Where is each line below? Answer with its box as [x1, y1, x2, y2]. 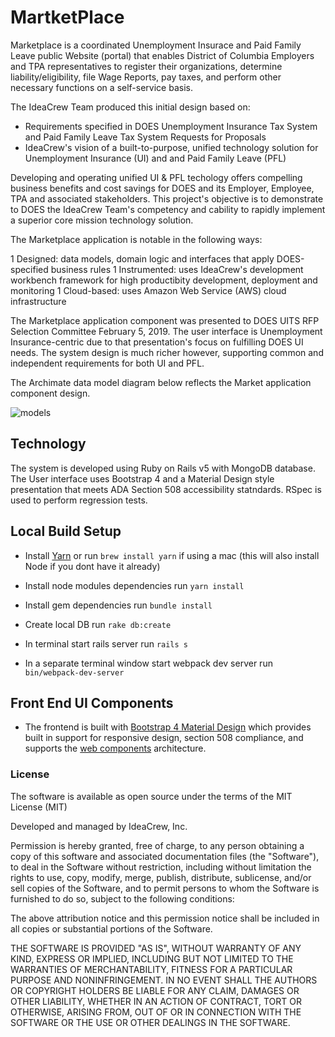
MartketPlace [10, 6, 125, 29]
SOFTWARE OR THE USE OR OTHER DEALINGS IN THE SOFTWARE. [10, 1016, 291, 1028]
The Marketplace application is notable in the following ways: [10, 233, 263, 245]
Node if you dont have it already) [24, 560, 161, 572]
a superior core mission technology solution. [10, 214, 194, 226]
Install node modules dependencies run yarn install [24, 579, 245, 591]
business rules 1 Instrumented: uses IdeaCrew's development [50, 263, 304, 275]
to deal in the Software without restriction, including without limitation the [10, 861, 312, 873]
